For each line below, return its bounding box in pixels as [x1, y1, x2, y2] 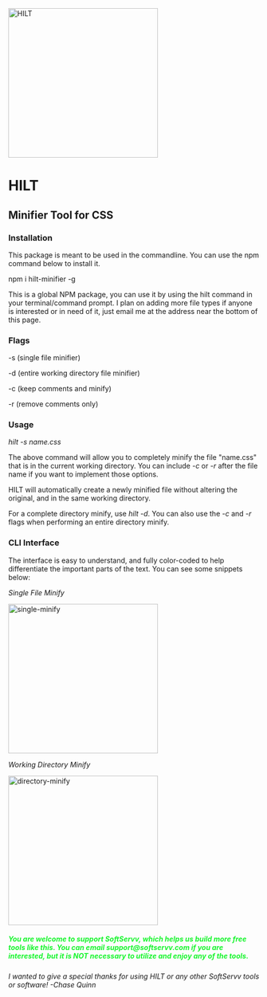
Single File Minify [8, 587, 65, 597]
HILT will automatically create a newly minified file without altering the [8, 485, 238, 495]
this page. [8, 315, 41, 324]
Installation [8, 232, 53, 243]
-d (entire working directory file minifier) [8, 368, 141, 378]
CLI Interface [8, 537, 60, 548]
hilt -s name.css [8, 438, 61, 447]
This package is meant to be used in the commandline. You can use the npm [8, 250, 259, 260]
